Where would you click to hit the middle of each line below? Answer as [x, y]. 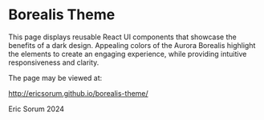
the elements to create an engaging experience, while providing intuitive [128, 54]
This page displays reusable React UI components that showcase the [122, 37]
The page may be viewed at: [55, 78]
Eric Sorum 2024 [37, 109]
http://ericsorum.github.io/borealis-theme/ [78, 93]
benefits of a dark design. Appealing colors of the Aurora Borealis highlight [132, 45]
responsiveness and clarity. [54, 62]
